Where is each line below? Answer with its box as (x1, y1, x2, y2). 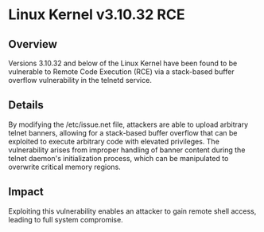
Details (8, 98, 44, 112)
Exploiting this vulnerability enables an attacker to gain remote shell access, (8, 206, 257, 216)
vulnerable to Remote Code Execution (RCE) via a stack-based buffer (8, 67, 235, 77)
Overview (8, 37, 58, 51)
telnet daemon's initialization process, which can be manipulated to (8, 153, 229, 163)
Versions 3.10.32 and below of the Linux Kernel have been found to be (8, 58, 238, 68)
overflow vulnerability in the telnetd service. (8, 76, 153, 85)
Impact (8, 185, 44, 199)
